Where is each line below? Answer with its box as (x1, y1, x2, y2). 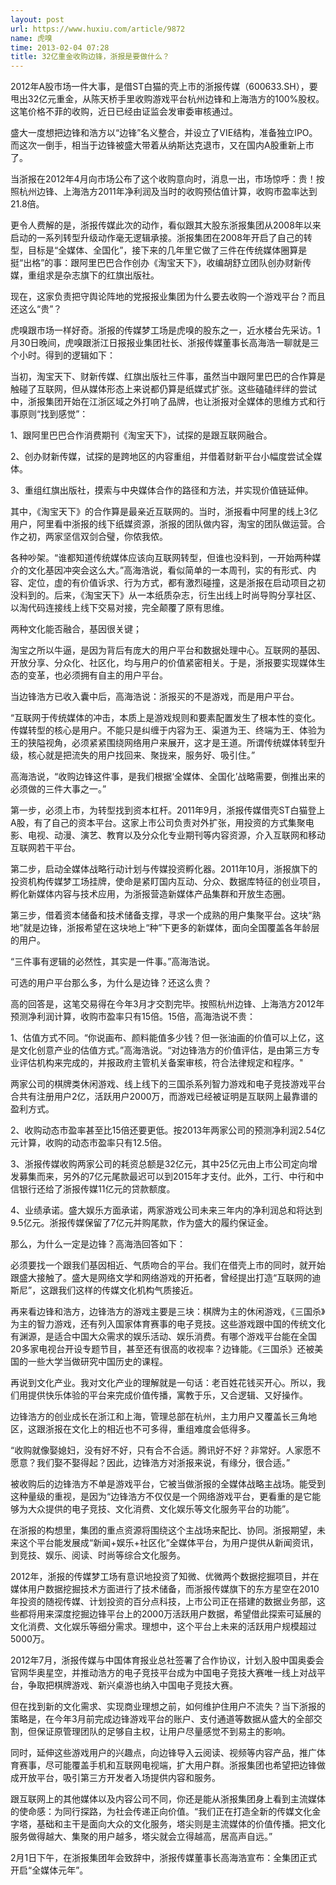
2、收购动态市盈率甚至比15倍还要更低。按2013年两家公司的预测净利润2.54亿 (10, 1124, 326, 1136)
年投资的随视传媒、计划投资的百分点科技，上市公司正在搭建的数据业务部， (10, 1596, 317, 1608)
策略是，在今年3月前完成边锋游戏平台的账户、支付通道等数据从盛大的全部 (10, 1713, 314, 1725)
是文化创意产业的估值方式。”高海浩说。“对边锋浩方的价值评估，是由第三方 (10, 1044, 312, 1056)
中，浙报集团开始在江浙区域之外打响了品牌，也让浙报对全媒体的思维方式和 (10, 396, 317, 408)
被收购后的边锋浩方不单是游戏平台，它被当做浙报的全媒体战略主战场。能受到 (10, 1478, 326, 1490)
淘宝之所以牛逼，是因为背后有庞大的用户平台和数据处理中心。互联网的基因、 (10, 644, 326, 656)
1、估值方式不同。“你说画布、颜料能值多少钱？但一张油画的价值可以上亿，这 (10, 1032, 325, 1044)
